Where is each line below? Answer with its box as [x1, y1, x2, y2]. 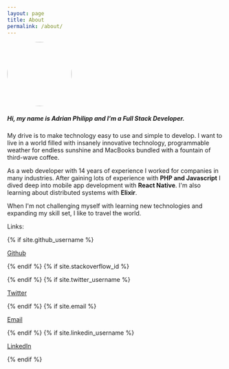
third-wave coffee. [7, 154, 60, 162]
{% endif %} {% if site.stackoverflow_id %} [7, 262, 129, 271]
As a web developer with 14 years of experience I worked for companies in [7, 167, 219, 175]
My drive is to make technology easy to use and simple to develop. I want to [7, 132, 223, 140]
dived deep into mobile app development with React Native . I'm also [7, 181, 201, 189]
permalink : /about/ [7, 23, 63, 29]
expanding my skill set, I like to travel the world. [7, 209, 142, 217]
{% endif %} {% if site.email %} [7, 302, 97, 311]
